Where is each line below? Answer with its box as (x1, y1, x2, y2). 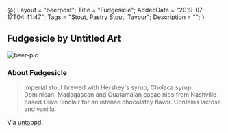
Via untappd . (7, 119, 43, 127)
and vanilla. (23, 105, 57, 113)
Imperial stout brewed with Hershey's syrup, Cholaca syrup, (23, 83, 194, 91)
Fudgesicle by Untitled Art (7, 33, 121, 44)
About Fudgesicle (7, 68, 67, 77)
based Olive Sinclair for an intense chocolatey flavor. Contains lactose (23, 98, 221, 106)
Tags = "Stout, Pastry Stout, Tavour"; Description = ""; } (47, 13, 205, 21)
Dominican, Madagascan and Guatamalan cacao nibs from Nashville (23, 91, 217, 99)
